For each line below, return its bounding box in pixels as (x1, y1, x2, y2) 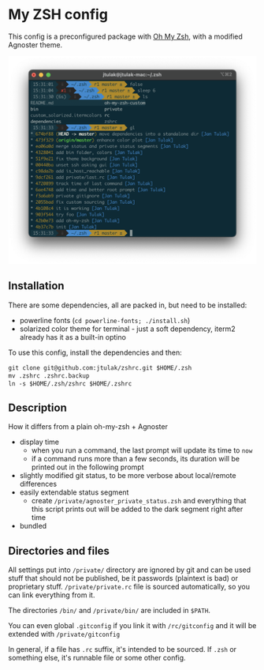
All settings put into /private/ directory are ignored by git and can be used (8, 565, 251, 574)
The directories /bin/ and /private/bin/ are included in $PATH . (8, 606, 211, 615)
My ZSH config (8, 6, 109, 24)
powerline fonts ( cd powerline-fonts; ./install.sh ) (19, 315, 191, 325)
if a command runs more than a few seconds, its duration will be (31, 454, 240, 464)
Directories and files (8, 544, 110, 558)
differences (19, 480, 58, 489)
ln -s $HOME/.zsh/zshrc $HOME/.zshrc (8, 379, 132, 388)
